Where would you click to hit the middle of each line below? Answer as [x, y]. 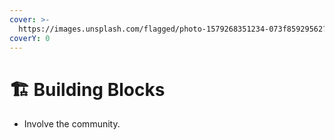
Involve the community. [72, 124]
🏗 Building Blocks [87, 89]
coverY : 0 [30, 38]
